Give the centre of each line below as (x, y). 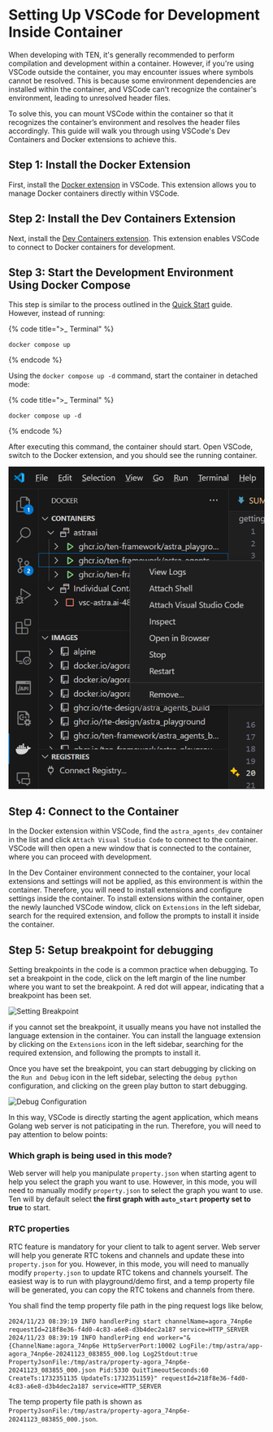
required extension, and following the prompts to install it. (105, 1053)
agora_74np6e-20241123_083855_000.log (74, 1354)
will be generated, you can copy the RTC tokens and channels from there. (132, 1290)
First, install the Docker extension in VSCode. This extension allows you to (132, 184)
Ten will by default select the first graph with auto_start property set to (130, 1199)
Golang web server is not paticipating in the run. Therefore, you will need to (135, 1126)
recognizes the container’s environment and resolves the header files (124, 122)
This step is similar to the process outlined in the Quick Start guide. (121, 305)
